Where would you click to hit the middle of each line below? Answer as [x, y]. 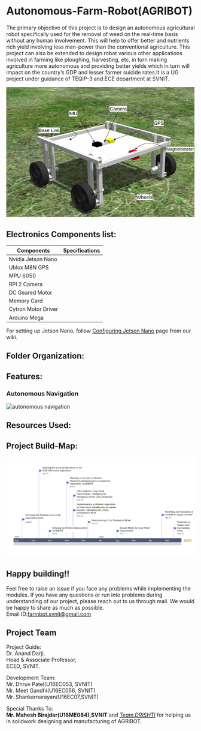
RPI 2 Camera [26, 284]
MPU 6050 [22, 276]
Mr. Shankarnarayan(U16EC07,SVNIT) [52, 697]
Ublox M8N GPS [29, 267]
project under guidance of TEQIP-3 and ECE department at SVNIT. [88, 79]
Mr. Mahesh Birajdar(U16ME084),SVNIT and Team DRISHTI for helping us [99, 715]
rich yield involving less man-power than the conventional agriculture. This [98, 47]
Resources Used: [39, 425]
